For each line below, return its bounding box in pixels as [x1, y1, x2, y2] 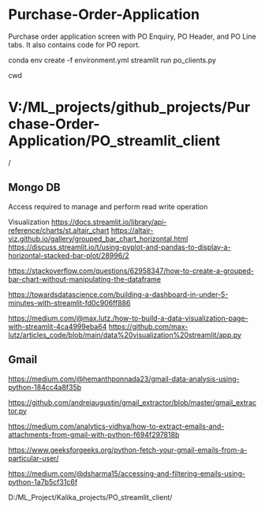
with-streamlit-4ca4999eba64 [8, 321, 107, 331]
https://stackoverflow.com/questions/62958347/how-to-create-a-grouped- [8, 266, 255, 276]
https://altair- [110, 225, 154, 234]
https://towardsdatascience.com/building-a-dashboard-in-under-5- [8, 290, 229, 299]
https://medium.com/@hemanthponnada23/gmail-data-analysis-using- [8, 373, 241, 384]
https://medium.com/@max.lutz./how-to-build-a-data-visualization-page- [8, 313, 248, 323]
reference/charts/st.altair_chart [8, 225, 110, 234]
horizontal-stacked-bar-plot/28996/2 [8, 250, 129, 260]
